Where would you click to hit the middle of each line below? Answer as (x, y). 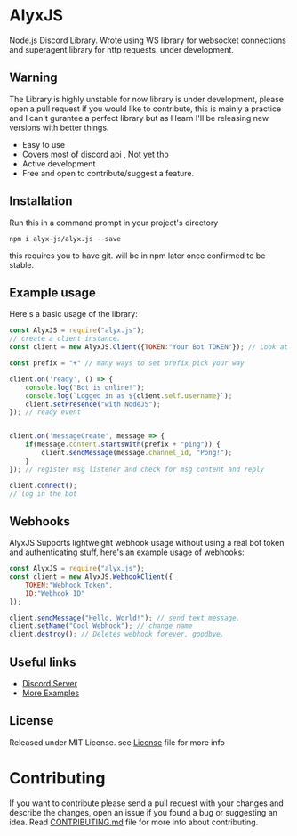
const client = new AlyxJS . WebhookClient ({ (91, 577)
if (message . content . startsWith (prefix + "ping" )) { (123, 445)
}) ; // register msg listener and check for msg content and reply (137, 469)
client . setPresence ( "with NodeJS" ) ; (93, 404)
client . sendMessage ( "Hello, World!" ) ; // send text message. (125, 618)
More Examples (51, 693)
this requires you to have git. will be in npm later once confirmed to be (137, 256)
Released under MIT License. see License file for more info (117, 742)
